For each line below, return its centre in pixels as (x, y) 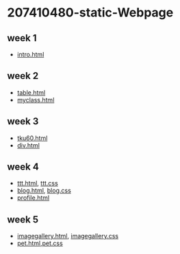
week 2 (23, 76)
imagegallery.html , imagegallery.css (67, 236)
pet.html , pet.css (40, 243)
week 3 (23, 122)
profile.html (33, 198)
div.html (28, 145)
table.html (31, 92)
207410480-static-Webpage (90, 13)
